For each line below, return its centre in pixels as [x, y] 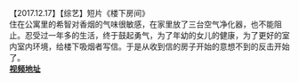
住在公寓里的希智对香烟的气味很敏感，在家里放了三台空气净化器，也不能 [141, 24]
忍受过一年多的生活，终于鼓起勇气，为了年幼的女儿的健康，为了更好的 [153, 35]
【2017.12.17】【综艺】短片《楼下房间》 [79, 13]
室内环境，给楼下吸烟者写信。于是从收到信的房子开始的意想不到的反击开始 [153, 46]
